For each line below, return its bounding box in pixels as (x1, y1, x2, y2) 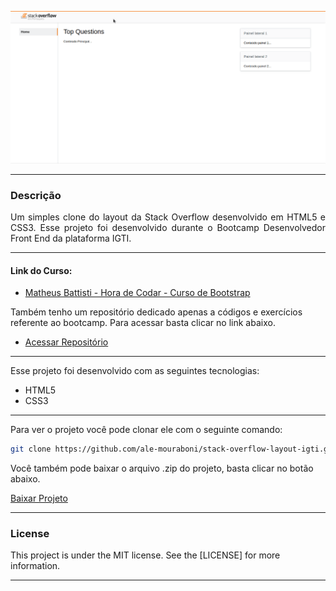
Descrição (10, 188, 62, 202)
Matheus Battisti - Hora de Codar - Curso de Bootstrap (24, 287, 251, 299)
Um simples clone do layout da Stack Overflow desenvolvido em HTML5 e (10, 211, 326, 223)
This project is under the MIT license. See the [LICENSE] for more (10, 549, 281, 561)
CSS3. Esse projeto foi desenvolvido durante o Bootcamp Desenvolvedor (10, 221, 326, 233)
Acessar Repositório (24, 336, 109, 348)
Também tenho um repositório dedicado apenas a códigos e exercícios (10, 306, 303, 318)
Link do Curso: (10, 264, 73, 276)
